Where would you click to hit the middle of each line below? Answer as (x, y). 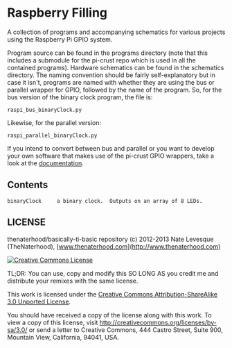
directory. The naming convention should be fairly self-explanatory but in (111, 75)
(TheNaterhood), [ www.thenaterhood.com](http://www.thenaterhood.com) (114, 246)
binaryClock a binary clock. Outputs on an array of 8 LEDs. (105, 201)
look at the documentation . (46, 163)
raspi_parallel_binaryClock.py (52, 135)
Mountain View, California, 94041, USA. (63, 337)
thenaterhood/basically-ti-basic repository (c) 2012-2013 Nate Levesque (110, 239)
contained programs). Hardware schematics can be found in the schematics (116, 67)
